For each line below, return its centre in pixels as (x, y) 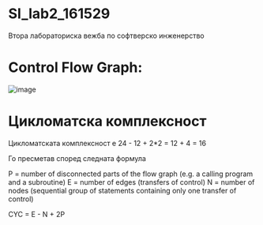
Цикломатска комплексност (107, 121)
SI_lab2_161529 (59, 14)
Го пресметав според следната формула (77, 158)
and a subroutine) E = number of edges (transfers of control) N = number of (131, 182)
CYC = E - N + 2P (37, 214)
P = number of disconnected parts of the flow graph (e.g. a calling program (131, 174)
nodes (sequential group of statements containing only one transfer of (122, 190)
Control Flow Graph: (75, 67)
